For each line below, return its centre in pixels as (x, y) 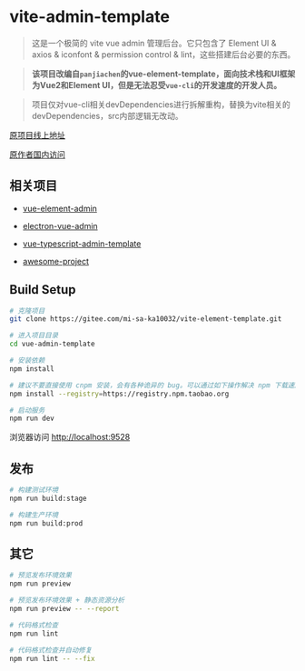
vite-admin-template (90, 17)
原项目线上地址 (37, 135)
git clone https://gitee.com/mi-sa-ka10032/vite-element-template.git (146, 319)
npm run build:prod (46, 523)
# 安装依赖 (27, 361)
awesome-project (55, 261)
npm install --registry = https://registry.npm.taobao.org (119, 394)
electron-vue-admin (60, 225)
